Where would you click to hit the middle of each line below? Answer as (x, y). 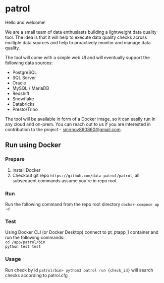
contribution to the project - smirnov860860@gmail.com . (64, 129)
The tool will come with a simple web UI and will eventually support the (78, 57)
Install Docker (26, 170)
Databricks (23, 104)
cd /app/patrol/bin (25, 242)
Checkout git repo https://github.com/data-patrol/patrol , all (76, 175)
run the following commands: (35, 238)
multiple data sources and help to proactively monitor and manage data (78, 42)
